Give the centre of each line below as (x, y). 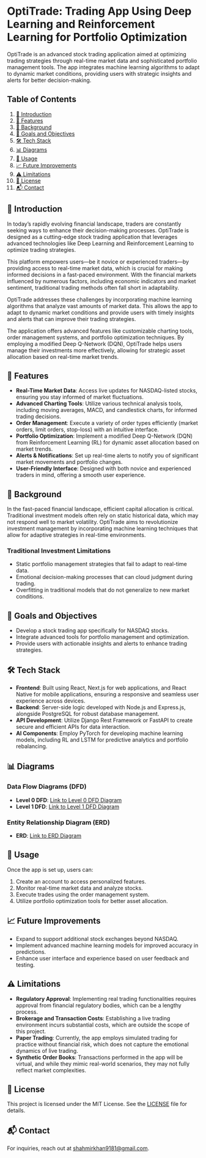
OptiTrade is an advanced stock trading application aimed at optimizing (97, 54)
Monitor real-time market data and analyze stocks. (79, 888)
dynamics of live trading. (47, 1050)
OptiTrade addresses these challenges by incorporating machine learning (99, 299)
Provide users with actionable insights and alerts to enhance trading (101, 644)
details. (16, 1110)
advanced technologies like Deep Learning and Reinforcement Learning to (101, 243)
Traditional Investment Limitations (59, 551)
